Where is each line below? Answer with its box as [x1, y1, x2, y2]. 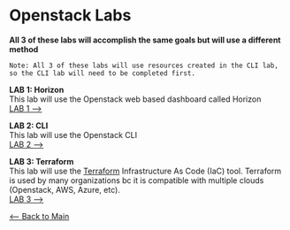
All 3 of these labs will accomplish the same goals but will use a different [9, 34, 281, 45]
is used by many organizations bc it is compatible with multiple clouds [9, 174, 264, 186]
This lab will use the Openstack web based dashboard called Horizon [9, 94, 262, 104]
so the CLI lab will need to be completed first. [9, 68, 196, 78]
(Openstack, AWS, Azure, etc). [9, 184, 121, 195]
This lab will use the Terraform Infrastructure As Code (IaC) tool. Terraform [9, 165, 282, 176]
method [9, 43, 39, 54]
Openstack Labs [9, 5, 132, 26]
